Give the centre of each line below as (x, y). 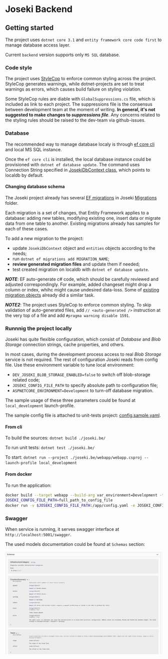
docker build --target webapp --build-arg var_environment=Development (81, 495)
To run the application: (28, 485)
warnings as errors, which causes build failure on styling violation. (73, 89)
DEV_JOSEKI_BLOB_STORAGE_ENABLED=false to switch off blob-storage (81, 375)
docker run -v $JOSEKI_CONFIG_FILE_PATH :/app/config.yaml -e (70, 506)
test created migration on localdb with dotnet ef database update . (81, 269)
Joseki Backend (39, 9)
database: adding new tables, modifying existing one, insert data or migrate (83, 218)
